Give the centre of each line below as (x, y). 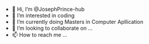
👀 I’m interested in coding (43, 15)
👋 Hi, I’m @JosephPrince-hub (48, 9)
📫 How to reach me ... (39, 35)
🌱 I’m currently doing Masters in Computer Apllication (77, 22)
